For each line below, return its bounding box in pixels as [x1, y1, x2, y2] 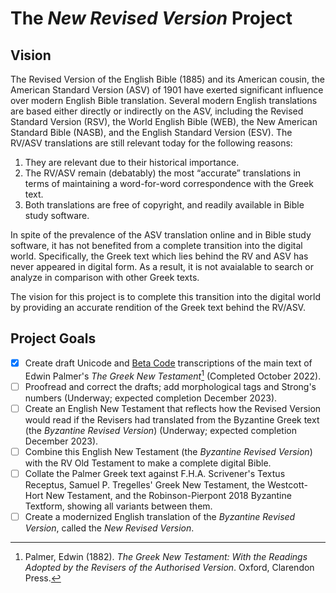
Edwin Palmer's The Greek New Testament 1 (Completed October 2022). [24, 368, 322, 382]
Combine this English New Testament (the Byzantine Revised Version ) [24, 445, 313, 457]
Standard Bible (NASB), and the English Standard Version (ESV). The [10, 127, 293, 138]
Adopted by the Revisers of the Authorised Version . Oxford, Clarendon [24, 561, 315, 573]
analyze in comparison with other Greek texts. [10, 272, 200, 283]
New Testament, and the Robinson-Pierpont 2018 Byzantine [45, 489, 292, 501]
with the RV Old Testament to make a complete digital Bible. [24, 457, 272, 469]
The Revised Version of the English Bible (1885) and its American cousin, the [10, 73, 326, 85]
